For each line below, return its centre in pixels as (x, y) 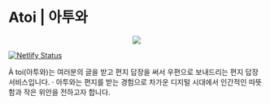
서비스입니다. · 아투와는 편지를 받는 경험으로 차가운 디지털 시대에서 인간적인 (128, 81)
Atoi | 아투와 (48, 17)
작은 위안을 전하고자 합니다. (67, 92)
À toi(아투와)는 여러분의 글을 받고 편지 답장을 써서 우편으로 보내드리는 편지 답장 (133, 72)
